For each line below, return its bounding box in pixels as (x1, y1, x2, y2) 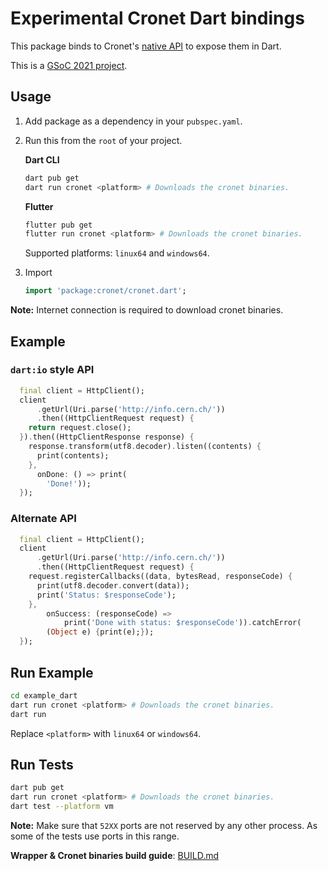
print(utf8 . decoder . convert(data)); (36, 580, 190, 591)
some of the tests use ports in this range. (10, 830, 180, 842)
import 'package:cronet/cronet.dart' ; (24, 286, 187, 296)
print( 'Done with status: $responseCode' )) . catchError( (63, 618, 302, 628)
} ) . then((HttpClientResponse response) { (19, 432, 195, 442)
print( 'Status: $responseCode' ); (36, 590, 177, 600)
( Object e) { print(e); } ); (46, 627, 155, 637)
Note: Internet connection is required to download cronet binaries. (10, 304, 284, 316)
